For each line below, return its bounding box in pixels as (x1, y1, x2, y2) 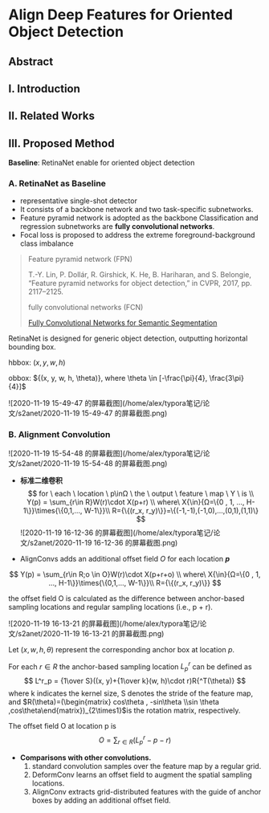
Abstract (8, 55, 54, 68)
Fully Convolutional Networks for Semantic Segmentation (27, 318, 218, 328)
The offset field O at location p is (8, 721, 116, 731)
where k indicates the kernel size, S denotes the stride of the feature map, (8, 688, 254, 698)
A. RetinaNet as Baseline (8, 178, 107, 190)
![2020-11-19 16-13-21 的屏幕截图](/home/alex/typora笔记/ (8, 619, 200, 628)
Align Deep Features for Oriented (8, 6, 233, 24)
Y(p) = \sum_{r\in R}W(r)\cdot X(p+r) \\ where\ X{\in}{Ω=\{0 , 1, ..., (26, 496, 245, 507)
